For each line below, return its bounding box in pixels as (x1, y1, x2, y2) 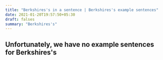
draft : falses (5, 17, 35, 22)
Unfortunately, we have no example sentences (5, 40, 154, 48)
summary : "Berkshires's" (5, 21, 57, 27)
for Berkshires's (5, 48, 57, 56)
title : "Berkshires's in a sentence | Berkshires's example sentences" (5, 7, 158, 13)
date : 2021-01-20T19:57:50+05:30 (5, 12, 75, 17)
